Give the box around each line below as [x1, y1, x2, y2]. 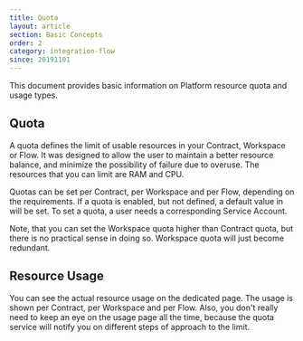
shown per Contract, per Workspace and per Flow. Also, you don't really [9, 302, 279, 313]
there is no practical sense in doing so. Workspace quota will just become [9, 232, 285, 243]
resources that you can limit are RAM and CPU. [9, 168, 185, 179]
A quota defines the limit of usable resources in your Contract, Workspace [9, 139, 287, 150]
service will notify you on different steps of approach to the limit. [9, 321, 251, 332]
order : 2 [9, 38, 43, 48]
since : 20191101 [9, 55, 71, 64]
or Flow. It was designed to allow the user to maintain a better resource [9, 149, 274, 160]
